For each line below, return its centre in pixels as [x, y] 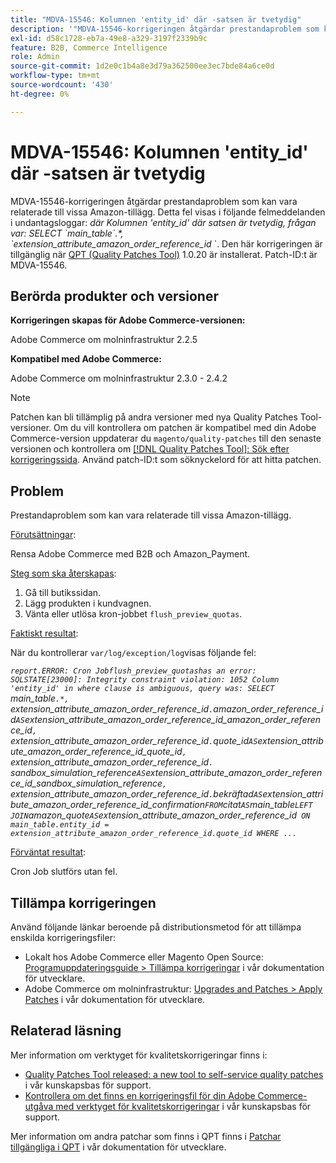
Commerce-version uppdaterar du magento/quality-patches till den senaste [166, 438]
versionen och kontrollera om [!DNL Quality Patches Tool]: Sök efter [150, 449]
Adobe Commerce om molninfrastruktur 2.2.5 [104, 340]
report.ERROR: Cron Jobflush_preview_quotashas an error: [133, 671]
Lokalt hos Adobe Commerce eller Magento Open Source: [144, 957]
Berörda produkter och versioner [114, 296]
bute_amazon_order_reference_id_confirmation [107, 805]
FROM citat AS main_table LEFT [258, 805]
